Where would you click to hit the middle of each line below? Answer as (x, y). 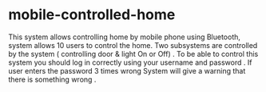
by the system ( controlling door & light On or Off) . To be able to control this (133, 54)
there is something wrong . (52, 79)
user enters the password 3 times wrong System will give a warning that (127, 70)
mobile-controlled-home (92, 15)
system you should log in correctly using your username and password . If (130, 62)
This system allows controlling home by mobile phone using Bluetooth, (125, 37)
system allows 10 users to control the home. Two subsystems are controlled (133, 45)
